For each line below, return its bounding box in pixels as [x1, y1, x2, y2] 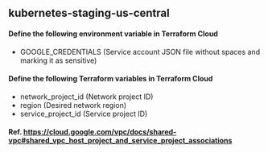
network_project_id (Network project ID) [19, 92, 154, 101]
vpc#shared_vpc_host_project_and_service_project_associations [8, 136, 233, 146]
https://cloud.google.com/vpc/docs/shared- [23, 127, 177, 137]
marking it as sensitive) [19, 56, 97, 65]
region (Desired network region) [19, 100, 127, 110]
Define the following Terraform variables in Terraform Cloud [8, 74, 213, 84]
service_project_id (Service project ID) [19, 109, 148, 118]
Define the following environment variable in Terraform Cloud [8, 28, 219, 39]
